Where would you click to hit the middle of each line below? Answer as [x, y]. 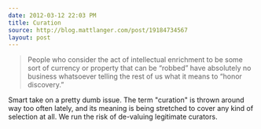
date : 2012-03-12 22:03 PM [52, 15]
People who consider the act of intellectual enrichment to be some [135, 60]
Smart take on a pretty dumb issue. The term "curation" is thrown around [127, 100]
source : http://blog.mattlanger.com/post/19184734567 [98, 30]
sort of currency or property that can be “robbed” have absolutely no [139, 68]
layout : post [29, 37]
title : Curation [35, 23]
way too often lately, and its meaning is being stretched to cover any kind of [131, 109]
